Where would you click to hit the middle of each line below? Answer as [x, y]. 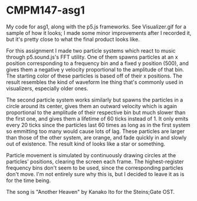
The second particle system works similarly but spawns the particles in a [95, 100]
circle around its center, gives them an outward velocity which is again [92, 106]
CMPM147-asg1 [46, 10]
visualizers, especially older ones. [47, 88]
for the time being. [29, 180]
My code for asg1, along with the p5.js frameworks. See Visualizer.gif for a [96, 27]
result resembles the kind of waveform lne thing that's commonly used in [95, 82]
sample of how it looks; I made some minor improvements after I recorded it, [99, 33]
